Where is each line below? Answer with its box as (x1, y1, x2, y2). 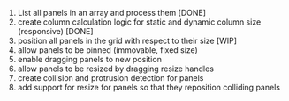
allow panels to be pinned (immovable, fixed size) (17, 45, 199, 55)
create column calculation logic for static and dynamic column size (17, 17, 262, 27)
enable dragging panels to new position (17, 54, 162, 64)
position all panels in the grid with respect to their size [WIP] (17, 35, 237, 46)
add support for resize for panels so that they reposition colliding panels (17, 83, 281, 92)
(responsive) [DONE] (17, 26, 95, 36)
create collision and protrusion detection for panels (17, 73, 204, 83)
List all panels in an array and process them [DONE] (17, 8, 206, 18)
